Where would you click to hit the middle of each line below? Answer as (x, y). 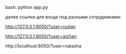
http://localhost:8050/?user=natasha (43, 46)
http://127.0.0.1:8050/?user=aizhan (41, 36)
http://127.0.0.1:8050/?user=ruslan (41, 26)
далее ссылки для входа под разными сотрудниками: (63, 17)
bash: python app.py (27, 7)
